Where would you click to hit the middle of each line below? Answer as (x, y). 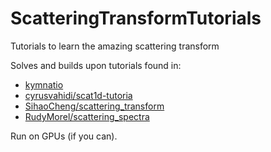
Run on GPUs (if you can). (64, 136)
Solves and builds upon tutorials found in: (96, 65)
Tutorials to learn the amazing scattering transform (115, 46)
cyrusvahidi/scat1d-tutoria (78, 95)
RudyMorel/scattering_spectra (87, 116)
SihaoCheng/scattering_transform (94, 106)
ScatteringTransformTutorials (136, 18)
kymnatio (44, 84)
